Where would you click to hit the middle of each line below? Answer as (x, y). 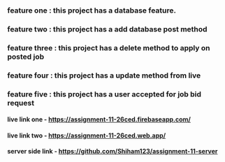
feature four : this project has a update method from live (104, 75)
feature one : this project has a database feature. (92, 10)
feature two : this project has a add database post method (107, 29)
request (21, 103)
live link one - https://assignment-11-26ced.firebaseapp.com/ (99, 119)
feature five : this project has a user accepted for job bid (104, 94)
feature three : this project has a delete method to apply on (109, 47)
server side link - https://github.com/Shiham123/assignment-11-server (112, 152)
